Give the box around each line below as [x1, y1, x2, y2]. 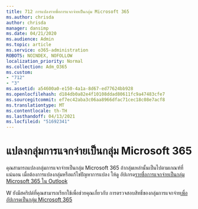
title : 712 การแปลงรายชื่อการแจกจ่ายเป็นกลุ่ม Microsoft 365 [6, 8, 129, 15]
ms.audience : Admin [6, 36, 54, 42]
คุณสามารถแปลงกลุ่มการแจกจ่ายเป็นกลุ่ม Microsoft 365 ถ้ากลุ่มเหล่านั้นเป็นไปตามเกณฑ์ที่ [6, 164, 184, 172]
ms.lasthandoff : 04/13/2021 [6, 113, 76, 119]
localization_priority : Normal [6, 58, 83, 64]
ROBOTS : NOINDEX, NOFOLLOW [6, 53, 73, 59]
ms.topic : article [6, 42, 51, 48]
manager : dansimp [6, 25, 49, 31]
